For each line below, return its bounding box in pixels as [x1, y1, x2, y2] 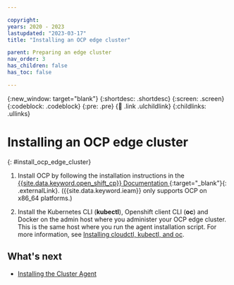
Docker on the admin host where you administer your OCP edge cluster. [17, 215, 227, 223]
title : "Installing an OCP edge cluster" [7, 36, 131, 43]
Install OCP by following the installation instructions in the [17, 171, 185, 180]
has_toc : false [7, 69, 52, 76]
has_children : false [7, 62, 68, 69]
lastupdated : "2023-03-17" [7, 30, 87, 37]
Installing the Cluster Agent [17, 269, 97, 278]
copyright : [7, 16, 39, 23]
